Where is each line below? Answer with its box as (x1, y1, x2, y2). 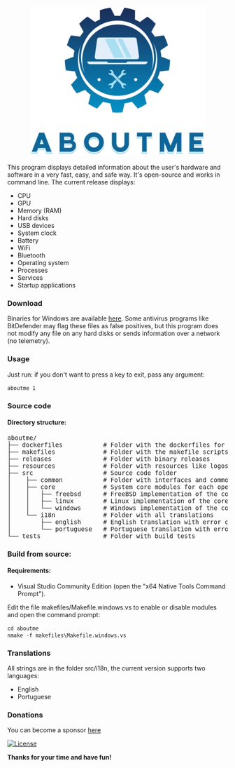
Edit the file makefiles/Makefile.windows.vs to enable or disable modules (7, 602, 217, 612)
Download (7, 298, 43, 308)
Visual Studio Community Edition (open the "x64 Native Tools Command (17, 581, 226, 591)
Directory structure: (7, 418, 66, 426)
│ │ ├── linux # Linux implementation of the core (7, 497, 229, 505)
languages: (7, 672, 40, 680)
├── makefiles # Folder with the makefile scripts (7, 447, 229, 456)
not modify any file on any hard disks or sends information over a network (7, 329, 220, 338)
